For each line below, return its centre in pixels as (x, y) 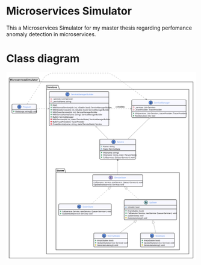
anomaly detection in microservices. (51, 34)
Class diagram (43, 59)
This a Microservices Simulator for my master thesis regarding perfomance (99, 28)
